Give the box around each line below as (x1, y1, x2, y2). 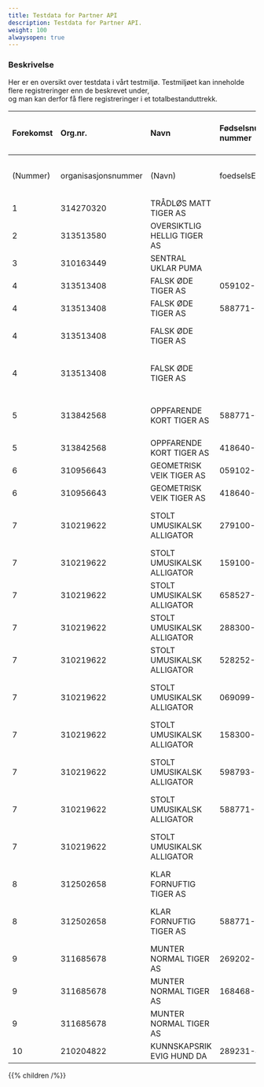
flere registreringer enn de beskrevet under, (8, 86, 150, 95)
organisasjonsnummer (60, 170, 143, 181)
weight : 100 (8, 26, 47, 34)
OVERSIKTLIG (150, 220, 202, 231)
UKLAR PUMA (150, 263, 203, 274)
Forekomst (12, 127, 53, 138)
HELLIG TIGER (150, 230, 203, 241)
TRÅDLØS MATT (150, 197, 211, 208)
